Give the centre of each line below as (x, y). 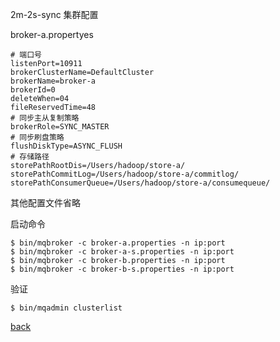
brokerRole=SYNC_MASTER (60, 127)
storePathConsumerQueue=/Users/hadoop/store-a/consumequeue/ (140, 183)
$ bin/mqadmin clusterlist (66, 308)
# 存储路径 (30, 157)
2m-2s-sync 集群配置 (54, 14)
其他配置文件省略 (45, 202)
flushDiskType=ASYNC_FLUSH (66, 146)
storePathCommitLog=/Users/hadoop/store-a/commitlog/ (125, 174)
